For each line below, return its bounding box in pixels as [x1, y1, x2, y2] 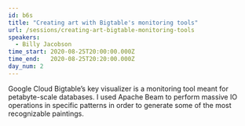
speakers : [8, 33, 41, 41]
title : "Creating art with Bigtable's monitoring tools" [8, 19, 199, 27]
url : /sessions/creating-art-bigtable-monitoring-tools [8, 26, 195, 34]
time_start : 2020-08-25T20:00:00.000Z [8, 48, 135, 56]
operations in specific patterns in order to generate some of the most [8, 100, 232, 110]
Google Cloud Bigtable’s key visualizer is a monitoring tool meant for [8, 84, 229, 93]
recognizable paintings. [8, 109, 84, 118]
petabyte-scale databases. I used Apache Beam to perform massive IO [8, 92, 238, 102]
